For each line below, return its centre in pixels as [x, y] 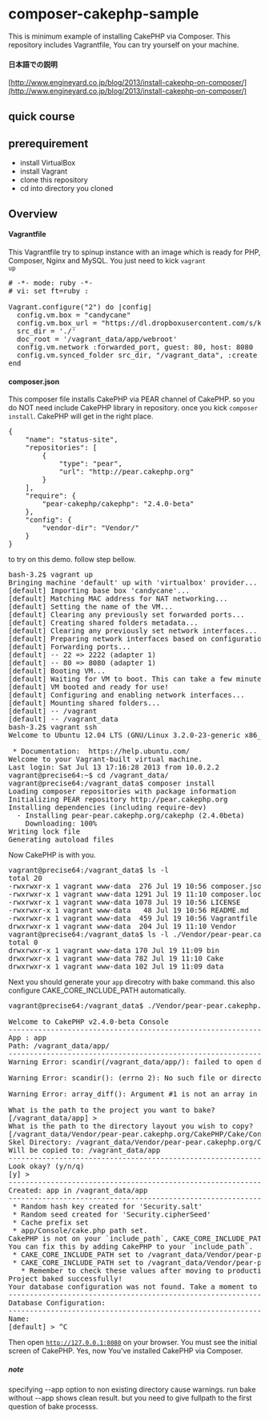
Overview [33, 214]
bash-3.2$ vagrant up [51, 575]
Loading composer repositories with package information [122, 791]
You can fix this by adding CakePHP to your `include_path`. [131, 1247]
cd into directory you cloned [66, 189]
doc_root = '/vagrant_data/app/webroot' [97, 339]
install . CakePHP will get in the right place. [81, 416]
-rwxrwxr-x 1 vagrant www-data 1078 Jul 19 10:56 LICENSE [124, 903]
